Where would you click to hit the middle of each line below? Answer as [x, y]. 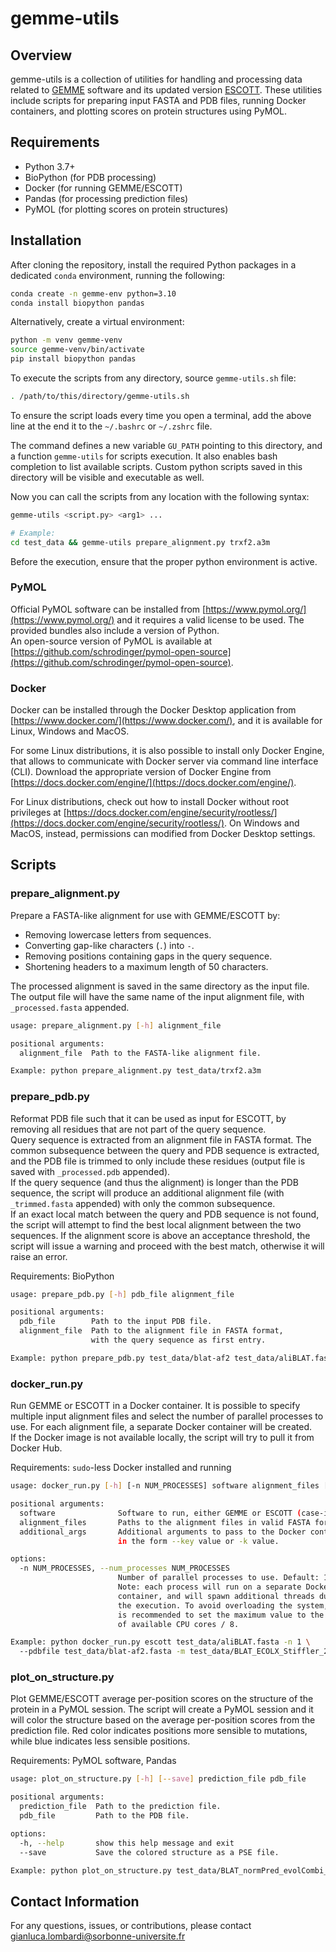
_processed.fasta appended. [70, 1007]
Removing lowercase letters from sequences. [118, 934]
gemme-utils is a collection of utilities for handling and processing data [156, 79]
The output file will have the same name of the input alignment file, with [157, 996]
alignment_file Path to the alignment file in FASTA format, [151, 1331]
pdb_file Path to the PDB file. [104, 1816]
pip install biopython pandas [73, 359]
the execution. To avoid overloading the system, [223, 1605]
